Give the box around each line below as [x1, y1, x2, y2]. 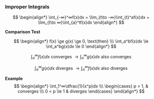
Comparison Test [5, 29, 41, 35]
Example [5, 76, 23, 82]
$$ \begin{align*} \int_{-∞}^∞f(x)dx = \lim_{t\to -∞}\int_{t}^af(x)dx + [13, 15, 150, 20]
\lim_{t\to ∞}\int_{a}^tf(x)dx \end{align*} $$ [38, 19, 125, 25]
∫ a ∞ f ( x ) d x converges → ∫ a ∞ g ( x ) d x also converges [30, 53, 132, 61]
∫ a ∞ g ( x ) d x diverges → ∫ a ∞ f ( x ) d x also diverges [34, 64, 128, 72]
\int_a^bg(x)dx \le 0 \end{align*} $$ [45, 44, 117, 49]
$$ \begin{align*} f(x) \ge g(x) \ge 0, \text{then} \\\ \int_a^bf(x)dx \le [14, 38, 149, 44]
